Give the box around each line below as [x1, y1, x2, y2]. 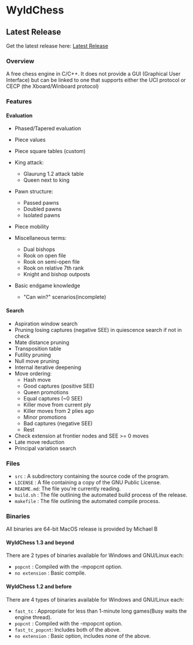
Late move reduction [14, 438, 65, 446]
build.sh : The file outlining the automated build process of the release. [14, 491, 188, 498]
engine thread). [14, 613, 52, 620]
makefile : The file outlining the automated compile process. [14, 497, 160, 504]
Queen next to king [23, 176, 70, 184]
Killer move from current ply [23, 401, 92, 408]
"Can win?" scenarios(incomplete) [23, 294, 107, 301]
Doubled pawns [23, 206, 62, 213]
